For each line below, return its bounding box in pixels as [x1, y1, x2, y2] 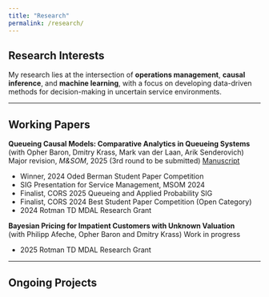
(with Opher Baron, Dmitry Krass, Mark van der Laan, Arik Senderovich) [8, 147, 244, 157]
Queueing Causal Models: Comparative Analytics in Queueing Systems [8, 139, 251, 149]
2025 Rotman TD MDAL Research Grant [19, 245, 152, 255]
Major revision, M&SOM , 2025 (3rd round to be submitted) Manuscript [8, 156, 240, 166]
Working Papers [8, 118, 90, 131]
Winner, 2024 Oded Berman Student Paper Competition [19, 171, 204, 181]
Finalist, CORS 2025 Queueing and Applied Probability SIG [19, 189, 213, 199]
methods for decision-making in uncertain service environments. [8, 87, 223, 97]
